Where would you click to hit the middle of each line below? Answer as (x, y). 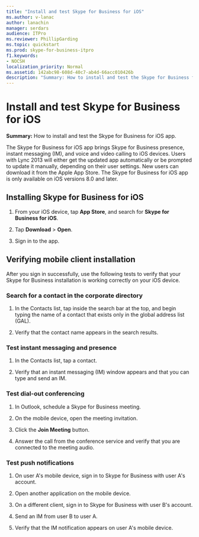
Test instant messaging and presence (62, 348)
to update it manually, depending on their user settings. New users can (92, 166)
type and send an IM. (41, 378)
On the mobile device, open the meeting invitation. (76, 418)
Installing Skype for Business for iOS (75, 197)
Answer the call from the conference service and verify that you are (97, 441)
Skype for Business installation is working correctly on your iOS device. (93, 280)
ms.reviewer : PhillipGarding (42, 39)
